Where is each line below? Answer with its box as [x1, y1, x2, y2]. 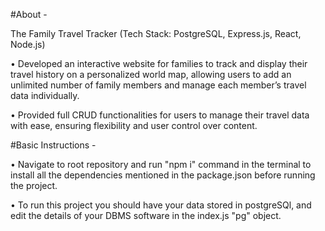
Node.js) [10, 39, 46, 50]
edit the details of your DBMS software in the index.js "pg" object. [10, 210, 282, 221]
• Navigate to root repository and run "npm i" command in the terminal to [10, 159, 312, 170]
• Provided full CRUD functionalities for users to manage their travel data [10, 109, 310, 121]
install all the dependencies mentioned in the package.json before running [10, 169, 316, 181]
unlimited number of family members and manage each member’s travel [10, 79, 307, 91]
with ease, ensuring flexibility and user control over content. [10, 120, 258, 131]
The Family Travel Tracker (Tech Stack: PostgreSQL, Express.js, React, [10, 28, 302, 39]
